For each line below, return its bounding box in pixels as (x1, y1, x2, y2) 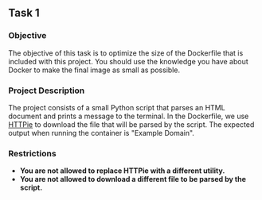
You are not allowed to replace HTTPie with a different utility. (19, 166, 225, 175)
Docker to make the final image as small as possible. (8, 65, 181, 75)
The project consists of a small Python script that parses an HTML (8, 102, 225, 112)
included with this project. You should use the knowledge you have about (8, 56, 248, 66)
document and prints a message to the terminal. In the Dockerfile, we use (8, 111, 249, 121)
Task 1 (8, 6, 40, 20)
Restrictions (8, 148, 57, 159)
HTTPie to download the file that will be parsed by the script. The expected (8, 119, 255, 129)
